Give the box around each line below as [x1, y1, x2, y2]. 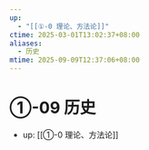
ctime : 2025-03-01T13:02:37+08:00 [9, 30, 141, 39]
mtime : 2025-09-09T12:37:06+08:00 [9, 55, 141, 65]
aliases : [9, 38, 43, 48]
